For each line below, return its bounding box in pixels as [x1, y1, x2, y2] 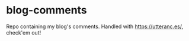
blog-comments [6, 4, 87, 17]
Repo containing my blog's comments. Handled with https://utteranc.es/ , [6, 23, 184, 30]
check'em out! [6, 29, 41, 36]
